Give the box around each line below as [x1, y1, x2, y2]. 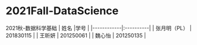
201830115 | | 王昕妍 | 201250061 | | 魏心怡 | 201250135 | [5, 31, 146, 39]
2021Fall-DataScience [5, 4, 119, 18]
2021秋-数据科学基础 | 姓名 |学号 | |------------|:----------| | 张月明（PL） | [5, 24, 192, 31]
